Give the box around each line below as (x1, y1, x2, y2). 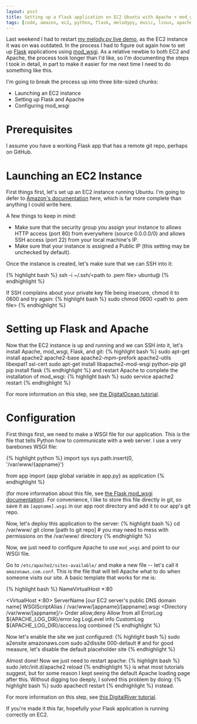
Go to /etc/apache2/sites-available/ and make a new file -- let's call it (6, 562, 179, 569)
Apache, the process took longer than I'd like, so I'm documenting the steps (6, 54, 189, 62)
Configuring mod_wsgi (14, 102, 70, 109)
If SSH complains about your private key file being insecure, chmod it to (6, 289, 180, 296)
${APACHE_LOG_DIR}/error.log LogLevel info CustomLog (6, 616, 144, 623)
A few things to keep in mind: (6, 212, 77, 219)
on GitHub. (6, 148, 32, 156)
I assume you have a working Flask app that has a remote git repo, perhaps (6, 142, 188, 149)
